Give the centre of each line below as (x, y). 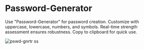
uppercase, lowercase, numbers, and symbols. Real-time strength (71, 26)
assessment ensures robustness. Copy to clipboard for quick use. (71, 32)
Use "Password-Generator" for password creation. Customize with (72, 22)
